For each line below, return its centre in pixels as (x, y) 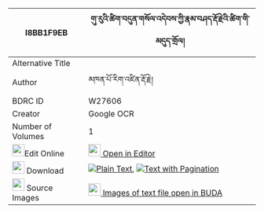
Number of (32, 127)
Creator (26, 114)
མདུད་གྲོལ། (170, 41)
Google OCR (111, 114)
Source (40, 188)
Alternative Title (41, 63)
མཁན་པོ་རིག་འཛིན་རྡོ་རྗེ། (121, 79)
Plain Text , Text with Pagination (158, 168)
